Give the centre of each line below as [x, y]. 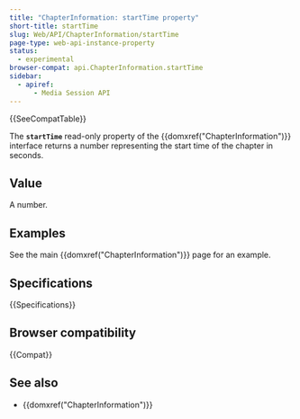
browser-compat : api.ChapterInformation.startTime [106, 68]
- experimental [46, 59]
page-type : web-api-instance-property [82, 43]
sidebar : [26, 76]
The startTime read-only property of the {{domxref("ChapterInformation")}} [150, 136]
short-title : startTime [54, 26]
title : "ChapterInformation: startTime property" [105, 18]
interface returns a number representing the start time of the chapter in [141, 146]
